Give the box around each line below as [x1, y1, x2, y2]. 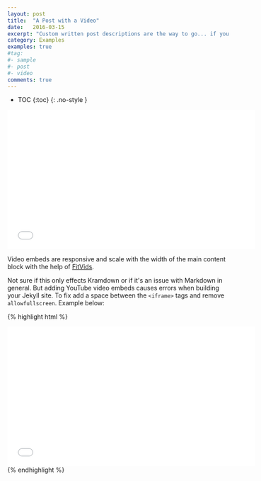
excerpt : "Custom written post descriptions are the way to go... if [7, 30, 217, 38]
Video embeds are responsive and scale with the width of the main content [7, 255, 226, 264]
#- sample [7, 57, 37, 64]
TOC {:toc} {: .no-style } [17, 96, 88, 104]
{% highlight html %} [7, 312, 69, 321]
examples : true [7, 43, 52, 50]
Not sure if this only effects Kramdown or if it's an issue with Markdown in [7, 276, 223, 285]
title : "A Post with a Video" [7, 17, 100, 24]
